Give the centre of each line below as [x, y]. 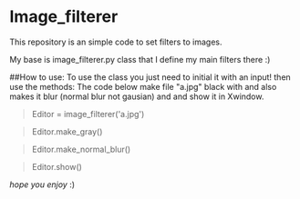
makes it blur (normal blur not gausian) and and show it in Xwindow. [137, 96]
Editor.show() [57, 166]
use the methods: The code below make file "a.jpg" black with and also [143, 86]
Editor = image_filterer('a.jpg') [88, 114]
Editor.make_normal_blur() [81, 149]
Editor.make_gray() [67, 131]
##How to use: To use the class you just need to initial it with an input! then [150, 77]
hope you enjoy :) [42, 184]
